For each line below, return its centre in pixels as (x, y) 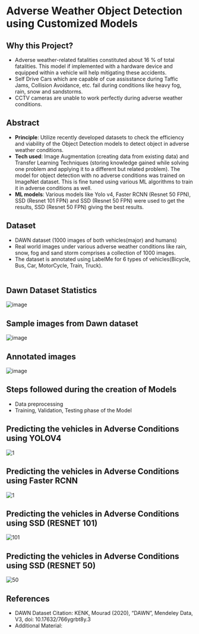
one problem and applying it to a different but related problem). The (97, 169)
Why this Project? (40, 46)
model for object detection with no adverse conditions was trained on (100, 175)
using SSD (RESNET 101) (52, 523)
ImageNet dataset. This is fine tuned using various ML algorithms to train (104, 181)
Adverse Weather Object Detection (94, 11)
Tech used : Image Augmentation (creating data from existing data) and (102, 156)
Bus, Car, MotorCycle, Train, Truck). (59, 265)
